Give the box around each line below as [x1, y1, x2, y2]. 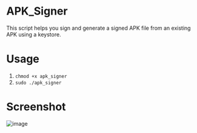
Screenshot [6, 100, 66, 114]
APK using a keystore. [6, 30, 62, 38]
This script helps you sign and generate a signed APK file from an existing [6, 24, 191, 32]
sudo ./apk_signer [15, 80, 62, 86]
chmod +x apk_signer [15, 73, 67, 80]
